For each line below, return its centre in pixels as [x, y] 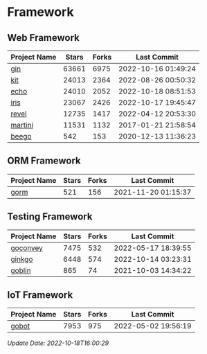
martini [22, 125]
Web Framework [43, 38]
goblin [21, 270]
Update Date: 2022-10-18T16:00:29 [58, 343]
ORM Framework [44, 161]
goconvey [27, 248]
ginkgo [22, 259]
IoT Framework [40, 295]
